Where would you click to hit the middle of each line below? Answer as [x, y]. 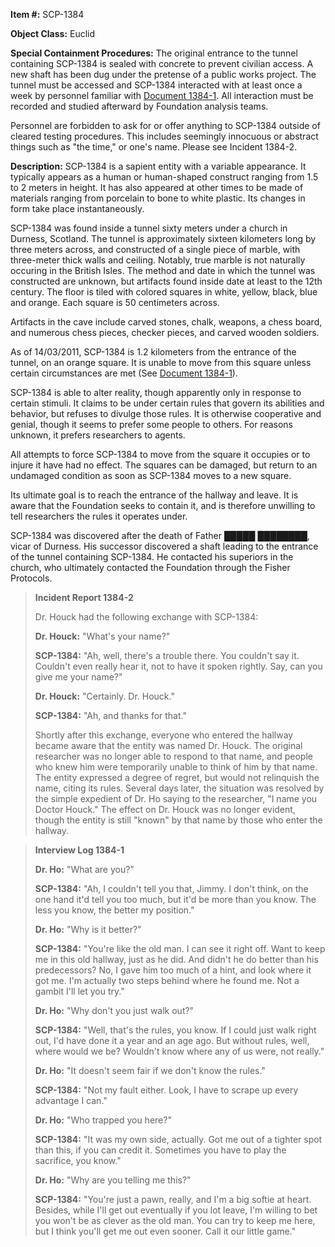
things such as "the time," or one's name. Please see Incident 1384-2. [154, 147]
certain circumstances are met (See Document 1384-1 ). [124, 373]
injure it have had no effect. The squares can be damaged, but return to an [164, 465]
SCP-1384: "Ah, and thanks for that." [110, 715]
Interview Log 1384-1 [79, 850]
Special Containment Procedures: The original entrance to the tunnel [154, 53]
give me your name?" [78, 677]
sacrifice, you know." [78, 1160]
